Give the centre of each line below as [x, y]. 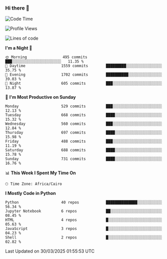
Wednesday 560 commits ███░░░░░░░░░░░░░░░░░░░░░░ [84, 124]
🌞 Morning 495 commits [46, 57]
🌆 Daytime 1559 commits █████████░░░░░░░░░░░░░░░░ [84, 66]
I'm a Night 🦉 [19, 48]
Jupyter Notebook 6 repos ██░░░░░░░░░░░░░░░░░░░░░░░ [84, 211]
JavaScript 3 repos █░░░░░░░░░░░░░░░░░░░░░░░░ [84, 229]
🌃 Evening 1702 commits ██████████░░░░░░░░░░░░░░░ [84, 75]
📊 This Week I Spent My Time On [40, 173]
